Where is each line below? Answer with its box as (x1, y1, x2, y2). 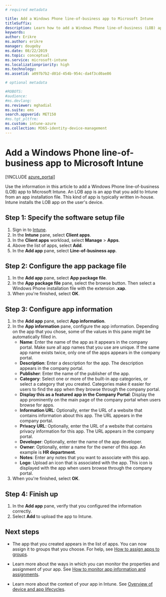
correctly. (12, 508, 32, 514)
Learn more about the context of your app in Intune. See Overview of (12, 581, 153, 587)
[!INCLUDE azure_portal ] (5, 174, 55, 180)
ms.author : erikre (5, 39, 43, 44)
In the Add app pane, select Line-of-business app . (12, 247, 117, 253)
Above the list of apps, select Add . (12, 242, 83, 248)
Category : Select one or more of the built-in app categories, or (19, 376, 148, 382)
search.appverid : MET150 (5, 112, 56, 117)
